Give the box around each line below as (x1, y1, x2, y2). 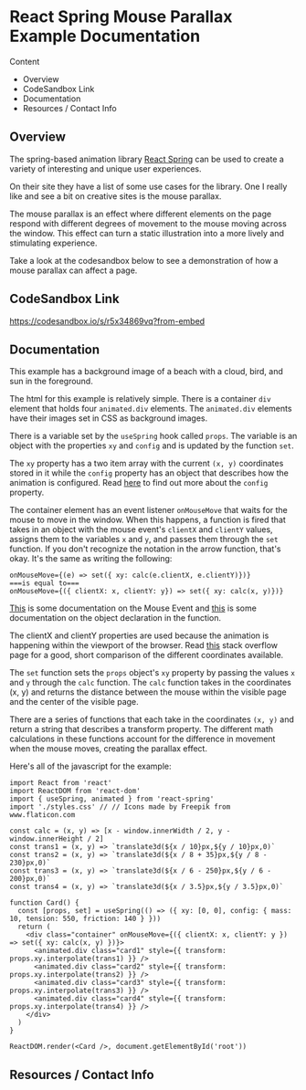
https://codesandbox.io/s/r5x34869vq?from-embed (9, 315, 206, 326)
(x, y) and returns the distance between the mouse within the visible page (9, 686, 287, 697)
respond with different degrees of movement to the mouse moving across (9, 217, 288, 229)
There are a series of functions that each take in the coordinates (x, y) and (9, 714, 295, 725)
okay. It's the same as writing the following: (9, 553, 173, 564)
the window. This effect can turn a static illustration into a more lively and (9, 227, 285, 238)
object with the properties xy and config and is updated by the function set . (9, 440, 294, 451)
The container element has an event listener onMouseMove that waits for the (9, 505, 288, 516)
